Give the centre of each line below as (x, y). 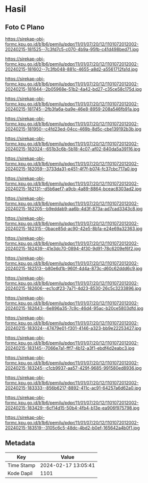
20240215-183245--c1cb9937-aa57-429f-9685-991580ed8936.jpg (74, 368)
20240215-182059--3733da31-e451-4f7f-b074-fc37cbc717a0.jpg (71, 169)
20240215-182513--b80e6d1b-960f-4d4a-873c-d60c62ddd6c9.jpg (74, 268)
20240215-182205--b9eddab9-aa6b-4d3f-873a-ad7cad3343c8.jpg (74, 209)
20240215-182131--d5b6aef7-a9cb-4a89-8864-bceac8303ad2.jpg (73, 189)
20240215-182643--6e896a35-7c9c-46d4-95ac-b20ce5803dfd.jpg (74, 308)
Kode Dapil (20, 473)
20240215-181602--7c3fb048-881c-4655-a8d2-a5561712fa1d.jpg (72, 69)
